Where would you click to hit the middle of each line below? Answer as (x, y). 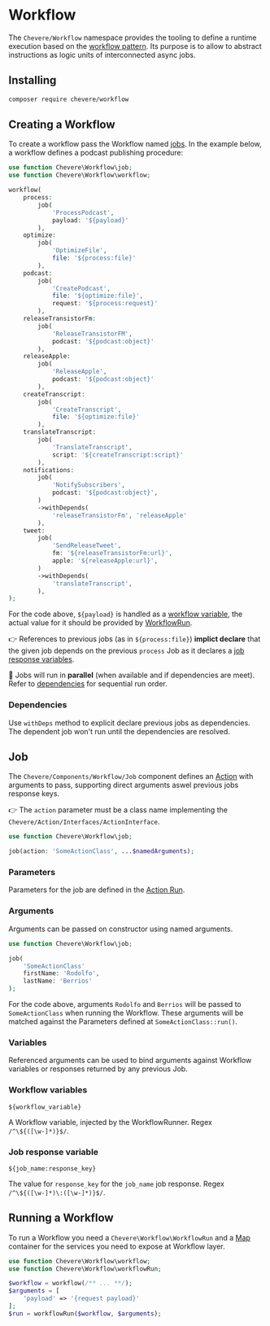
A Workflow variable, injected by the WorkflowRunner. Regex (111, 1122)
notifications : (49, 470)
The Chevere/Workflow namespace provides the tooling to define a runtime (133, 37)
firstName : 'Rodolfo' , (61, 974)
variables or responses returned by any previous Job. (98, 1069)
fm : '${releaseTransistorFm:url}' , (112, 554)
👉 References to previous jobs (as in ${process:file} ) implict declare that (135, 639)
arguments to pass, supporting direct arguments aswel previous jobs (124, 785)
